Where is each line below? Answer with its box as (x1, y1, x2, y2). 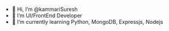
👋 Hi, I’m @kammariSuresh (11, 6, 78, 13)
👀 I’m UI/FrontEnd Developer (11, 12, 83, 19)
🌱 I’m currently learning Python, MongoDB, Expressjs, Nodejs (11, 18, 164, 25)
